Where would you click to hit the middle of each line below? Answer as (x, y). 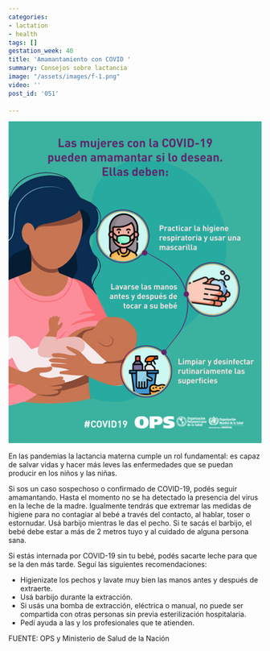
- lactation (28, 25)
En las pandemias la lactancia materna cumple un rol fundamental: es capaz (134, 456)
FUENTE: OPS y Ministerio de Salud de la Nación (89, 638)
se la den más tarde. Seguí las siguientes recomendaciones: (108, 564)
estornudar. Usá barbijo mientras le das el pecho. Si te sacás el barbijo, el (130, 523)
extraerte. (36, 588)
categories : (28, 17)
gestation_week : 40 (41, 51)
